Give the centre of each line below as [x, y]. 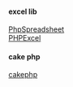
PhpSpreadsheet [36, 29]
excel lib [23, 11]
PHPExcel [25, 38]
